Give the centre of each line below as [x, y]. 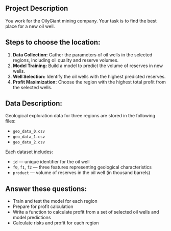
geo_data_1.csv [29, 137]
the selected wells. [32, 87]
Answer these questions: [46, 189]
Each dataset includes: [29, 152]
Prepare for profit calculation [43, 206]
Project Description [37, 8]
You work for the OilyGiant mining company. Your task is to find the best [81, 20]
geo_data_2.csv [29, 142]
